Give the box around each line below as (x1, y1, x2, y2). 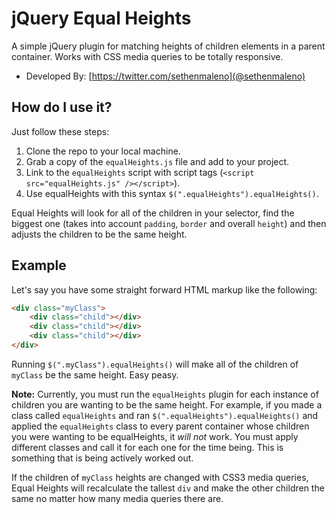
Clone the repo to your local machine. (25, 145, 181, 157)
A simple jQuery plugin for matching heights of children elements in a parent (11, 40, 326, 52)
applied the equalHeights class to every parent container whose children (11, 420, 310, 432)
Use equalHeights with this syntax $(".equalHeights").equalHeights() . (25, 187, 319, 199)
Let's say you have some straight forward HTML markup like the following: (11, 283, 318, 296)
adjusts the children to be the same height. (11, 228, 188, 240)
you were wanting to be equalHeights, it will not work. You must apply (11, 430, 299, 442)
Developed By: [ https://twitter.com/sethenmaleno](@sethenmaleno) (25, 70, 306, 82)
